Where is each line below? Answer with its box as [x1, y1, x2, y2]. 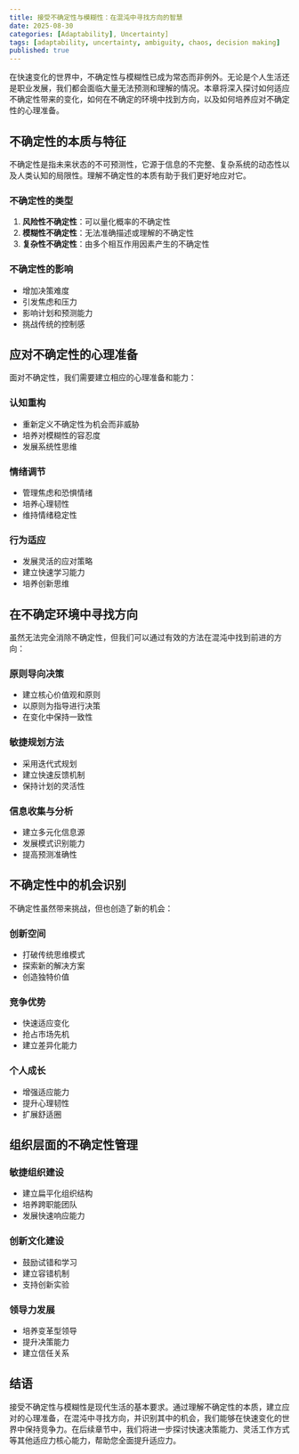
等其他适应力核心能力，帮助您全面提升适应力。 [9, 1434, 181, 1445]
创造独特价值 [21, 971, 69, 982]
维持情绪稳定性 [21, 509, 77, 520]
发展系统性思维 [21, 441, 77, 451]
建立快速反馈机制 [21, 769, 85, 780]
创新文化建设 [9, 1235, 65, 1247]
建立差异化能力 [21, 1040, 77, 1051]
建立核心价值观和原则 [21, 689, 101, 700]
